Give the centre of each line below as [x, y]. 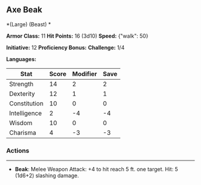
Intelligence [25, 113]
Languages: [22, 59]
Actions [18, 150]
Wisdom [21, 123]
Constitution [26, 103]
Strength [22, 84]
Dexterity [22, 93]
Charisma [23, 132]
